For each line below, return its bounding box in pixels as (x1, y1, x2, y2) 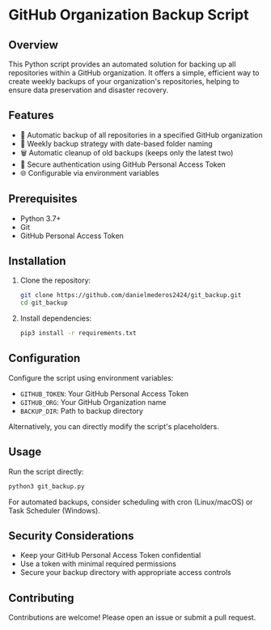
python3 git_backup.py (8, 482, 85, 491)
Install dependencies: (19, 313, 92, 323)
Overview (8, 38, 59, 52)
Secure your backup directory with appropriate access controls (19, 568, 232, 577)
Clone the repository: (19, 275, 91, 285)
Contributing (8, 591, 74, 605)
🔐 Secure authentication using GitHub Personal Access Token (19, 160, 227, 169)
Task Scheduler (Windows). (8, 505, 101, 515)
